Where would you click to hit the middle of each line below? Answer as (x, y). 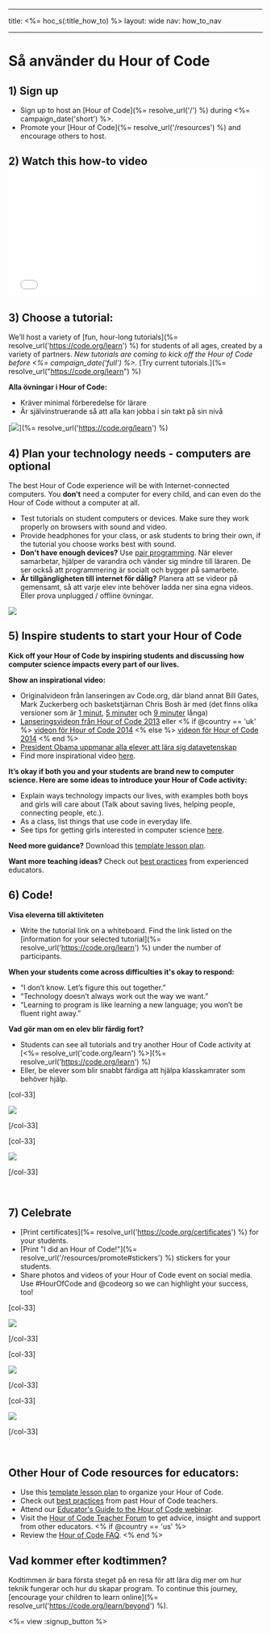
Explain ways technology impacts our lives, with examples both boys (134, 795)
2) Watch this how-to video (78, 161)
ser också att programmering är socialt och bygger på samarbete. (129, 570)
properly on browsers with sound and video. (94, 527)
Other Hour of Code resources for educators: (124, 1473)
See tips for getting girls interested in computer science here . (122, 830)
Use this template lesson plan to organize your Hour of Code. (122, 1493)
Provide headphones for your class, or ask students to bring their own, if (140, 536)
